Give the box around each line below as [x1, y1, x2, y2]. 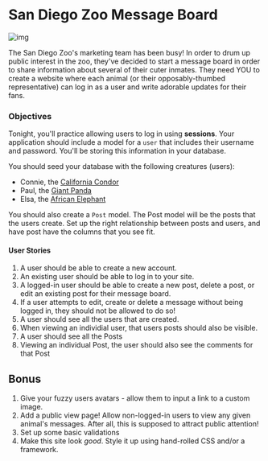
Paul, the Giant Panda [19, 186, 93, 196]
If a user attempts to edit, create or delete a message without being [19, 298, 244, 307]
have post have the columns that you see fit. [8, 227, 155, 237]
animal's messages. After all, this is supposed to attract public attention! [19, 419, 259, 429]
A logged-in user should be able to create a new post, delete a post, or [19, 280, 255, 290]
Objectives [8, 110, 52, 121]
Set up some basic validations [19, 428, 120, 438]
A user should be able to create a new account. [19, 263, 177, 273]
